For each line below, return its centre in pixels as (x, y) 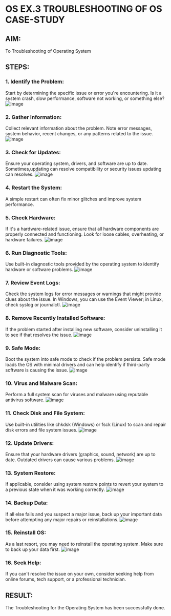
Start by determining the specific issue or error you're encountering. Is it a (84, 93)
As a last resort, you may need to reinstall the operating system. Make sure (84, 544)
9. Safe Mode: (23, 348)
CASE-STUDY (35, 20)
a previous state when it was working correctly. (55, 489)
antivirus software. (25, 400)
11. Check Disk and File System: (45, 413)
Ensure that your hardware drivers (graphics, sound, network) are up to (80, 454)
